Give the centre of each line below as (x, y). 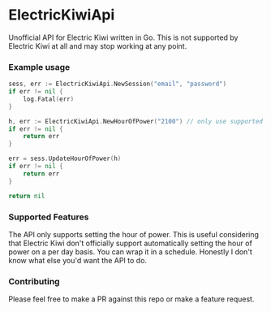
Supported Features (49, 217)
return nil (27, 196)
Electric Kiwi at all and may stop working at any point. (98, 45)
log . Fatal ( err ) (49, 99)
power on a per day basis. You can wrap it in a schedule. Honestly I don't (131, 251)
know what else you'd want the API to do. (78, 260)
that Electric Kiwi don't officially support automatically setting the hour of (131, 243)
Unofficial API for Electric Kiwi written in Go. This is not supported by (123, 37)
